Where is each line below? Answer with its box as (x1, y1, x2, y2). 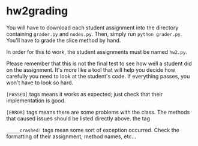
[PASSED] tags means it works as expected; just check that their (6, 90, 163, 98)
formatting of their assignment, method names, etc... (6, 133, 137, 140)
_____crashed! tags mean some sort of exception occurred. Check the (6, 126, 180, 133)
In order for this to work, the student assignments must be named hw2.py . (6, 48, 188, 55)
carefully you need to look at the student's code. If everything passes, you (6, 72, 190, 80)
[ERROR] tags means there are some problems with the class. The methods (6, 108, 190, 115)
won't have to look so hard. (6, 79, 74, 86)
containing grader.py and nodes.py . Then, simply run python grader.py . (6, 30, 182, 37)
